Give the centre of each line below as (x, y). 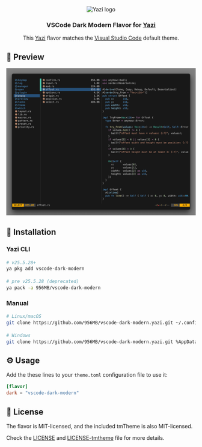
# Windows (19, 335)
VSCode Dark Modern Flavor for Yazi (101, 25)
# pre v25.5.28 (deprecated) (43, 282)
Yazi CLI (18, 249)
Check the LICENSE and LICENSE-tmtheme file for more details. (85, 438)
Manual (17, 303)
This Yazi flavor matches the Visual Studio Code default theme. (101, 38)
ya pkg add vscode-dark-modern (45, 269)
